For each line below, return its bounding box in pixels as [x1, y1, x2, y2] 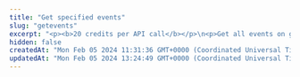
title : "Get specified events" [9, 12, 126, 22]
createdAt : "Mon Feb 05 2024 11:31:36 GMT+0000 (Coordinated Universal [9, 46, 281, 55]
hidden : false [9, 37, 62, 47]
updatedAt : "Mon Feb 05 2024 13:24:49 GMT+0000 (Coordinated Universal [9, 54, 281, 63]
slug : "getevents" [9, 21, 78, 30]
